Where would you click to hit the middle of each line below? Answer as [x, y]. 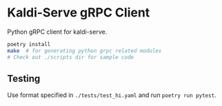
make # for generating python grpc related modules [84, 51]
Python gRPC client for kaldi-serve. [57, 32]
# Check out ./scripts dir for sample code [71, 57]
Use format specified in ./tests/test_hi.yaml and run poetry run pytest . [112, 95]
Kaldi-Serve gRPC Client [79, 13]
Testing [24, 78]
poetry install [29, 44]
